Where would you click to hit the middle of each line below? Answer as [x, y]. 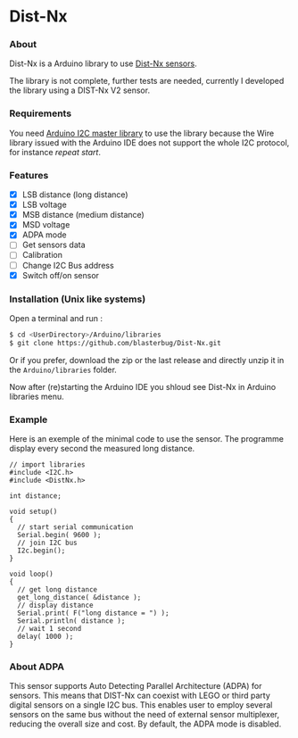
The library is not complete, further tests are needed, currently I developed [147, 81]
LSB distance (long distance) [75, 195]
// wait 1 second [50, 628]
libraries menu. [37, 396]
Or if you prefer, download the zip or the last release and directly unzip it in [147, 360]
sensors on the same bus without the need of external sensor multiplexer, [145, 715]
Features [29, 175]
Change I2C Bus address [68, 265]
